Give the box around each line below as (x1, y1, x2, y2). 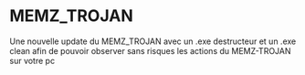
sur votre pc (9, 55, 56, 66)
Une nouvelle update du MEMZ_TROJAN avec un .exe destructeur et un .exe (9, 36, 297, 47)
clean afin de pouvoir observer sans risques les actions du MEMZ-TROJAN (9, 45, 291, 56)
